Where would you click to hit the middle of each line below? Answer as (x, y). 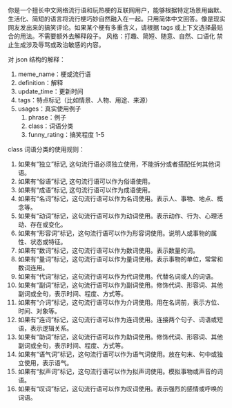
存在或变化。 (48, 224)
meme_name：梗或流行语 (55, 74)
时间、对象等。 (39, 311)
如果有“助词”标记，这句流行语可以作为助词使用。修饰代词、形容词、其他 (120, 337)
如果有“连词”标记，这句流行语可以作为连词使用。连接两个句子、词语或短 (120, 319)
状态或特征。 (48, 242)
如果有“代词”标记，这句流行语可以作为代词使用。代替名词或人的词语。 (117, 276)
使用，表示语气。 (48, 363)
